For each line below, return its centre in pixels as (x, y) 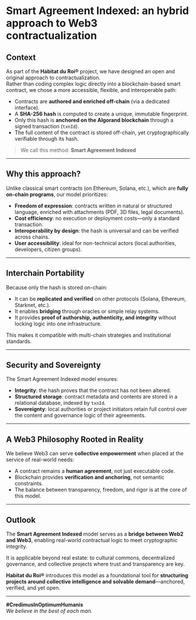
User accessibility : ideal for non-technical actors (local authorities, (95, 243)
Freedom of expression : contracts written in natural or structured (93, 206)
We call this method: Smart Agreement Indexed (78, 150)
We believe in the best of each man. (49, 611)
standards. (19, 341)
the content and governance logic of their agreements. (80, 415)
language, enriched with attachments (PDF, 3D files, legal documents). (99, 212)
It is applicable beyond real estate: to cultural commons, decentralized (90, 558)
